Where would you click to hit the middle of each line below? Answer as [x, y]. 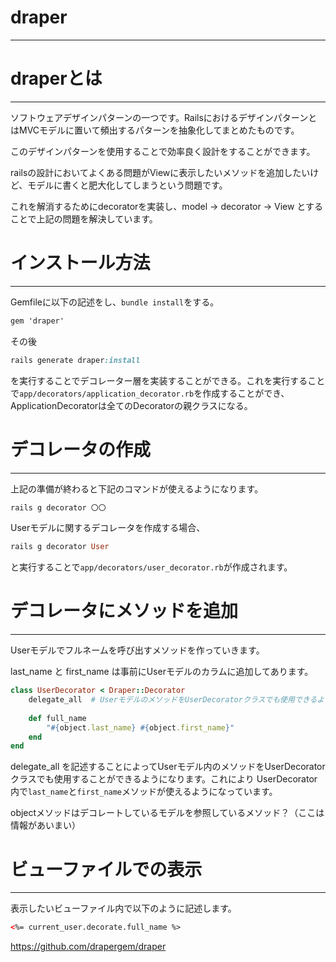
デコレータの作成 [81, 449]
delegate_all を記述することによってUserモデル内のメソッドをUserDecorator [168, 767]
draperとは [56, 78]
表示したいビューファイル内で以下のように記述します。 [123, 908]
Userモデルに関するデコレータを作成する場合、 [108, 528]
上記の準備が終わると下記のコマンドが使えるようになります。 [137, 488]
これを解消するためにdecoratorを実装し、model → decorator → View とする [166, 206]
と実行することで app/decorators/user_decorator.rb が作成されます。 [151, 567]
